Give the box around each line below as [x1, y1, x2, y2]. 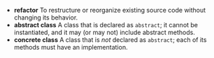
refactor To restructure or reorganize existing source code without [13, 6, 206, 14]
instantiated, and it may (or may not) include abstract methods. [13, 28, 196, 36]
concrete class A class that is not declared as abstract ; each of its [13, 36, 207, 44]
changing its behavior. [13, 13, 78, 22]
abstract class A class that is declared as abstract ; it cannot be [13, 21, 198, 29]
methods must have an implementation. [13, 43, 128, 51]
